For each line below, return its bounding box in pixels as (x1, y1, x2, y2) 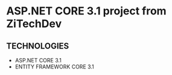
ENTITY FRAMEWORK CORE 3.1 (14, 63, 95, 70)
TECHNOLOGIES (6, 41, 69, 51)
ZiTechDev (6, 17, 62, 31)
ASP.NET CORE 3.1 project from (6, 4, 167, 18)
